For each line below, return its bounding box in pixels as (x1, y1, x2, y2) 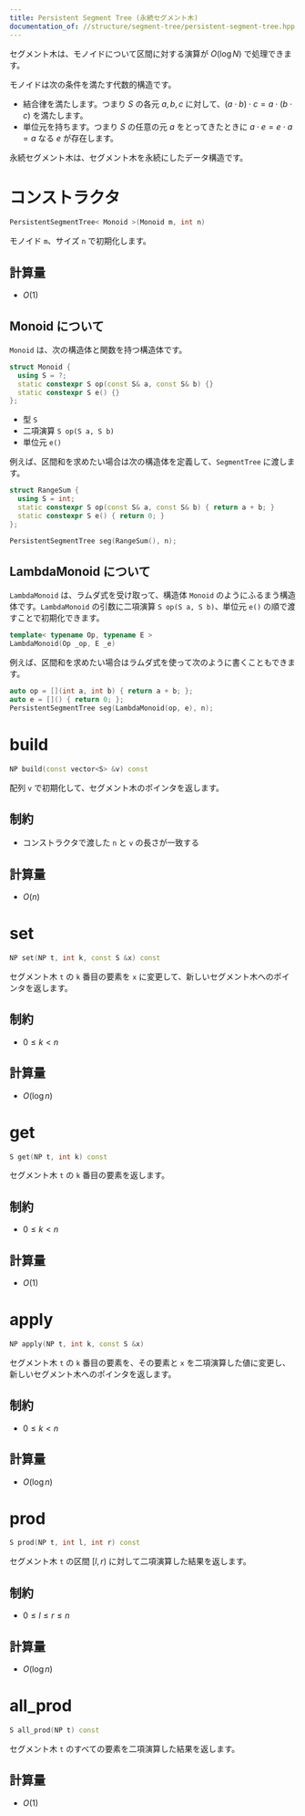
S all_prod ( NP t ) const (9, 1726, 100, 1735)
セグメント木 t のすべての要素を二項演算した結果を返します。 (9, 1743, 240, 1754)
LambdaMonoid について (9, 563, 151, 579)
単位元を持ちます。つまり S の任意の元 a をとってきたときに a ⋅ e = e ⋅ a (22, 120, 293, 132)
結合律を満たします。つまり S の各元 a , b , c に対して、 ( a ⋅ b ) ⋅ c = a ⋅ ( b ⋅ (22, 98, 293, 110)
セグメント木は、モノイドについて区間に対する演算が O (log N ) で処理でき (9, 47, 284, 59)
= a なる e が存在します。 (22, 132, 118, 143)
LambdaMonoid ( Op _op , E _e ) (9, 640, 117, 649)
